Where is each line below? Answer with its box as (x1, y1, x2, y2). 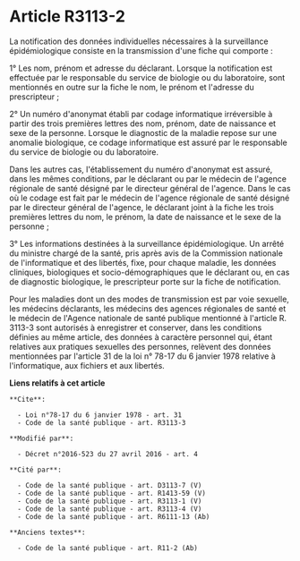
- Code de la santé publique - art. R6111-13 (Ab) (17, 512, 210, 521)
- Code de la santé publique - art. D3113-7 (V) (17, 480, 202, 489)
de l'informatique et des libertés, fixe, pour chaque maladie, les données (9, 257, 277, 268)
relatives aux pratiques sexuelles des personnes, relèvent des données (9, 341, 271, 352)
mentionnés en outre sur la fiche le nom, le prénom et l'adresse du (9, 81, 255, 92)
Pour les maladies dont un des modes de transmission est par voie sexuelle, (9, 293, 289, 304)
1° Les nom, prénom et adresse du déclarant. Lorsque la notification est (9, 63, 273, 73)
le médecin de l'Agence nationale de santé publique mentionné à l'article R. (9, 312, 287, 323)
